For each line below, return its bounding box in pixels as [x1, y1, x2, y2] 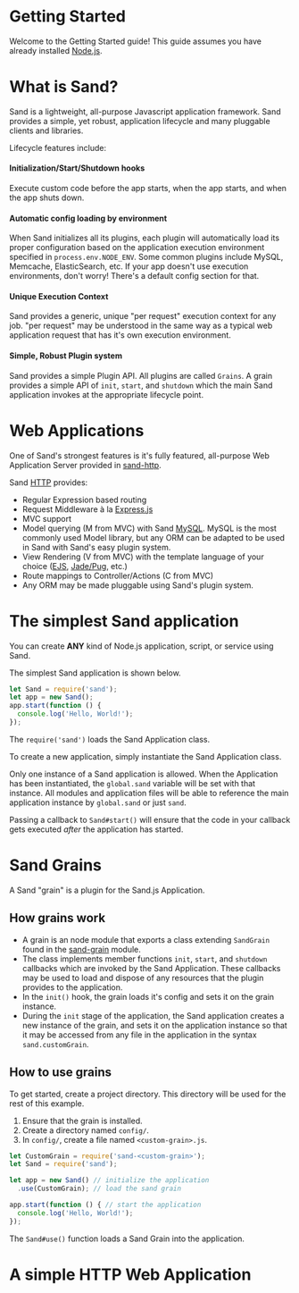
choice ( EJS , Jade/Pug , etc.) [21, 560, 128, 571]
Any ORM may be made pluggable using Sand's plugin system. [21, 579, 254, 591]
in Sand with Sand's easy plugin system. [21, 542, 171, 552]
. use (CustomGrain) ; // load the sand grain [17, 1184, 181, 1194]
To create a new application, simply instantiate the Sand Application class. [9, 751, 282, 761]
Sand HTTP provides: [9, 476, 88, 488]
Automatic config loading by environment [9, 213, 168, 223]
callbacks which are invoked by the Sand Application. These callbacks [21, 962, 281, 973]
